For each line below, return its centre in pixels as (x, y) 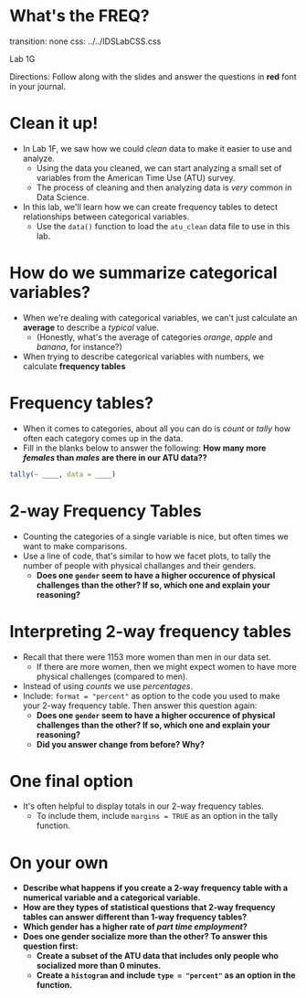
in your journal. (38, 86)
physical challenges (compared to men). (112, 676)
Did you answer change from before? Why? (121, 744)
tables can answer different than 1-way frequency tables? (135, 917)
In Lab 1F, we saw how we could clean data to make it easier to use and (157, 148)
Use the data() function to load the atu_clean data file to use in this (163, 226)
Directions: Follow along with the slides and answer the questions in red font (153, 76)
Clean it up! (54, 123)
